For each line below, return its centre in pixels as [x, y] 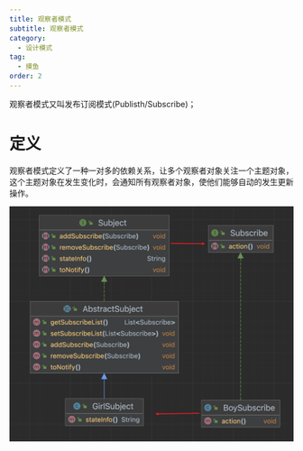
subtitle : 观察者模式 [46, 28]
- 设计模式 [35, 48]
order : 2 [26, 77]
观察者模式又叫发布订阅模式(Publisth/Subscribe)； [103, 104]
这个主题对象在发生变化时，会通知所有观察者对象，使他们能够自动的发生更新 [151, 181]
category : [28, 38]
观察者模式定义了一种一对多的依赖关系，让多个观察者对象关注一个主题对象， [151, 170]
